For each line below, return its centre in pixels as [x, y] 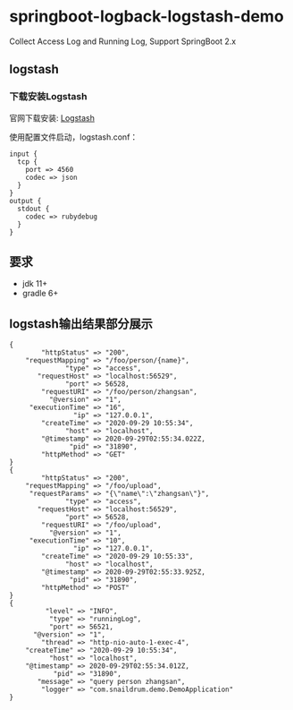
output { [25, 201]
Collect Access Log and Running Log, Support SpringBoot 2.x [123, 41]
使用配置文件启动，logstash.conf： [74, 137]
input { [24, 154]
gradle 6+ [40, 294]
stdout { [33, 209]
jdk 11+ [35, 284]
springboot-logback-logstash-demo [146, 17]
